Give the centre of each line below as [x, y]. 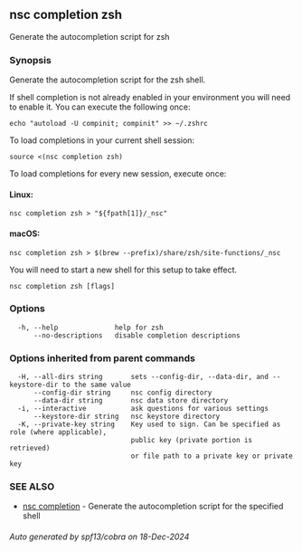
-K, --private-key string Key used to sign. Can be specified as [149, 424]
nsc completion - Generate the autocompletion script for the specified [153, 507]
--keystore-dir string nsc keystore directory [127, 417]
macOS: [25, 233]
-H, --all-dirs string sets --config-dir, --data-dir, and [143, 377]
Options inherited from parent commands [103, 358]
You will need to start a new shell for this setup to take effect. [123, 270]
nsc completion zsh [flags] [62, 286]
